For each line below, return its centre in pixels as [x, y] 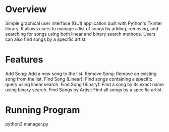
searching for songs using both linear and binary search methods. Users [80, 34]
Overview [26, 9]
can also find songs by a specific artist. [46, 39]
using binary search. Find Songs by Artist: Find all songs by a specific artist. [84, 90]
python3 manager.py [27, 124]
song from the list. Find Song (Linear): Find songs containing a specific [79, 79]
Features [24, 60]
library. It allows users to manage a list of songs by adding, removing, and [82, 28]
